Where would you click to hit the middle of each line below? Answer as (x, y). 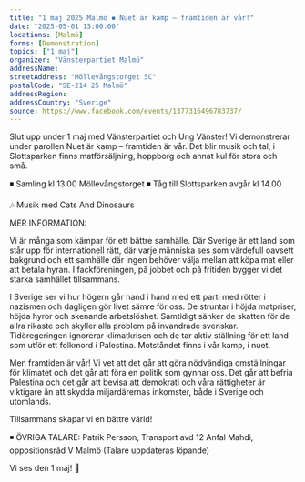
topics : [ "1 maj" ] (44, 52)
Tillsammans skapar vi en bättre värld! (81, 419)
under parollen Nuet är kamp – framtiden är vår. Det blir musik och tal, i (142, 146)
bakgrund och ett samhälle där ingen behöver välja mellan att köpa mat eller (152, 260)
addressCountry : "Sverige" (61, 102)
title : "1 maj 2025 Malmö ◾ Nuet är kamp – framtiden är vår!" (132, 18)
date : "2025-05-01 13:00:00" (65, 26)
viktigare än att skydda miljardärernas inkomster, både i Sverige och (137, 392)
